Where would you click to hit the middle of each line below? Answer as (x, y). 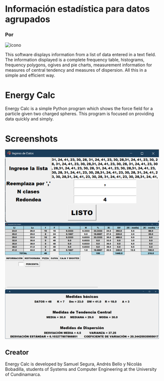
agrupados (28, 19)
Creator (17, 352)
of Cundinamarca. (23, 375)
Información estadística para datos (77, 9)
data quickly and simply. (30, 119)
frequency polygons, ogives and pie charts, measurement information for (79, 65)
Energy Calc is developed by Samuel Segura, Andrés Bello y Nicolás (73, 364)
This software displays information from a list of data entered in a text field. (81, 55)
